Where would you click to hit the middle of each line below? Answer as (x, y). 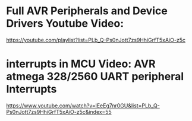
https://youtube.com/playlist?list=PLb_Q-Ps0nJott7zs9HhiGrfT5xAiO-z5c (96, 40)
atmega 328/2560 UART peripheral (95, 77)
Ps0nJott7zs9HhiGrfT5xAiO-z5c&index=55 (59, 112)
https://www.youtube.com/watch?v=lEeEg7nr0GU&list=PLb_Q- (83, 106)
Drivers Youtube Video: (65, 23)
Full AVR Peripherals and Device (87, 11)
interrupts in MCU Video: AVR (81, 64)
